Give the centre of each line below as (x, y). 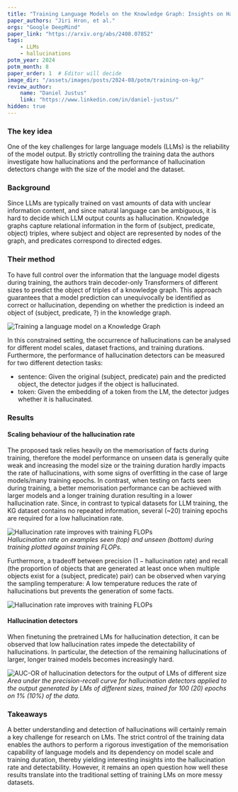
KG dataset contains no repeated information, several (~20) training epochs (118, 510)
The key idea (30, 131)
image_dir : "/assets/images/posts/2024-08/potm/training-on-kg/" (106, 80)
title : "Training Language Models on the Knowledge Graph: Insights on (115, 14)
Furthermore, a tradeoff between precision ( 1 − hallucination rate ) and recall (118, 560)
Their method (31, 259)
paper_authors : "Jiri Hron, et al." (61, 21)
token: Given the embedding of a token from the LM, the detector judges (123, 391)
